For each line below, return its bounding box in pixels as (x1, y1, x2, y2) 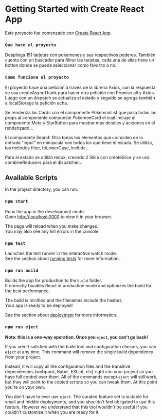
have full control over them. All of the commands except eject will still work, (5, 374, 158, 380)
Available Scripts (5, 173, 57, 181)
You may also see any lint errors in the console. (5, 228, 100, 234)
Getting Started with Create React (5, 3, 144, 15)
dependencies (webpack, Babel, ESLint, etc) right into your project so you (5, 368, 153, 374)
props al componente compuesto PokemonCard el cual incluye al (5, 115, 136, 120)
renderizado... (5, 125, 33, 131)
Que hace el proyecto (5, 42, 56, 47)
